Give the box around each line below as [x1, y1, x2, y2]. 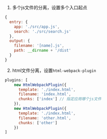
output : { [9, 38, 30, 43]
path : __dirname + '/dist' [14, 48, 71, 53]
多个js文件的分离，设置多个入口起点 [12, 5, 88, 10]
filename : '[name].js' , [14, 43, 65, 49]
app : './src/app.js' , [14, 24, 60, 29]
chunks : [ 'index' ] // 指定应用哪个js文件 [18, 97, 101, 102]
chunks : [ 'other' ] [18, 120, 58, 125]
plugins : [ [5, 77, 28, 83]
